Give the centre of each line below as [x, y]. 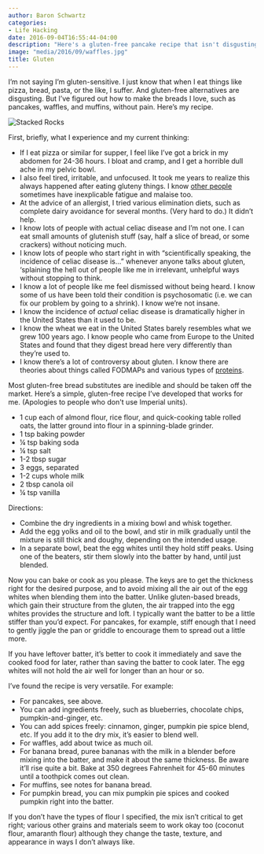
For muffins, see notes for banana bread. [86, 785]
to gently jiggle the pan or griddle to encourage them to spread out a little [127, 630]
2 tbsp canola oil [46, 484]
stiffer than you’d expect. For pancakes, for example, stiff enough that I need [132, 622]
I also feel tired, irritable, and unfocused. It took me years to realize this [134, 177]
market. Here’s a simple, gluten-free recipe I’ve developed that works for [126, 394]
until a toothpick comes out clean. [74, 776]
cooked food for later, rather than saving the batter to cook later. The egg [126, 662]
